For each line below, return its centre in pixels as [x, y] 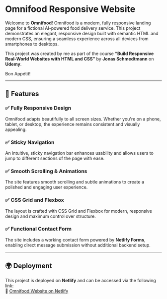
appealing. [16, 129]
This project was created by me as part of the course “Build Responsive [80, 54]
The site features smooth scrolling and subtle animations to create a [75, 182]
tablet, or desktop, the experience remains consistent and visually [73, 124]
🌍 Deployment [29, 266]
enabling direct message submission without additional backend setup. [78, 245]
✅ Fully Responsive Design [38, 108]
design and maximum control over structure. [50, 216]
